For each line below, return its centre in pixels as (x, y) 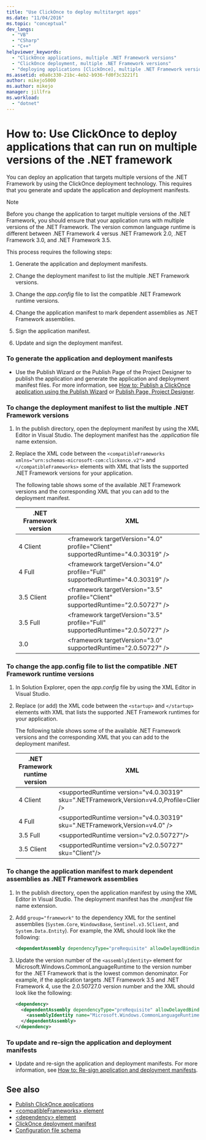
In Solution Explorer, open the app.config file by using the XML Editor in (105, 687)
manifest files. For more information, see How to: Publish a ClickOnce (103, 385)
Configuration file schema (48, 1130)
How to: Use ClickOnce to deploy (92, 134)
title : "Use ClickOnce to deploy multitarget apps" (74, 12)
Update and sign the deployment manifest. (69, 343)
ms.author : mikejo (30, 87)
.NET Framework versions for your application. (74, 473)
